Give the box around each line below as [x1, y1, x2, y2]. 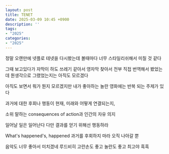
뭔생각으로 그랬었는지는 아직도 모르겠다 [10, 72, 89, 78]
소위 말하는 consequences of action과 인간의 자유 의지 [5, 111, 116, 117]
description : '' [5, 21, 40, 27]
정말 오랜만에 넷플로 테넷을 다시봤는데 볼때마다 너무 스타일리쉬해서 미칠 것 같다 [5, 55, 162, 61]
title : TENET [5, 12, 33, 17]
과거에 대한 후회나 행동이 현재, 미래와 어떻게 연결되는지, [5, 100, 116, 106]
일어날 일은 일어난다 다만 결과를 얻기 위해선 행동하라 [5, 121, 108, 128]
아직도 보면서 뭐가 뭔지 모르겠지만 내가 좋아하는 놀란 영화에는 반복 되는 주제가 [5, 83, 159, 89]
